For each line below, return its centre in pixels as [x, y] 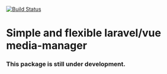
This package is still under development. [66, 64]
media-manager [47, 46]
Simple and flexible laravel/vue [84, 33]
